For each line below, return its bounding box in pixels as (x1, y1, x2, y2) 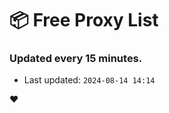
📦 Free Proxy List (9, 9, 159, 32)
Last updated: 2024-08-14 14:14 (23, 74, 156, 86)
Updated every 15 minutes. (9, 52, 143, 66)
